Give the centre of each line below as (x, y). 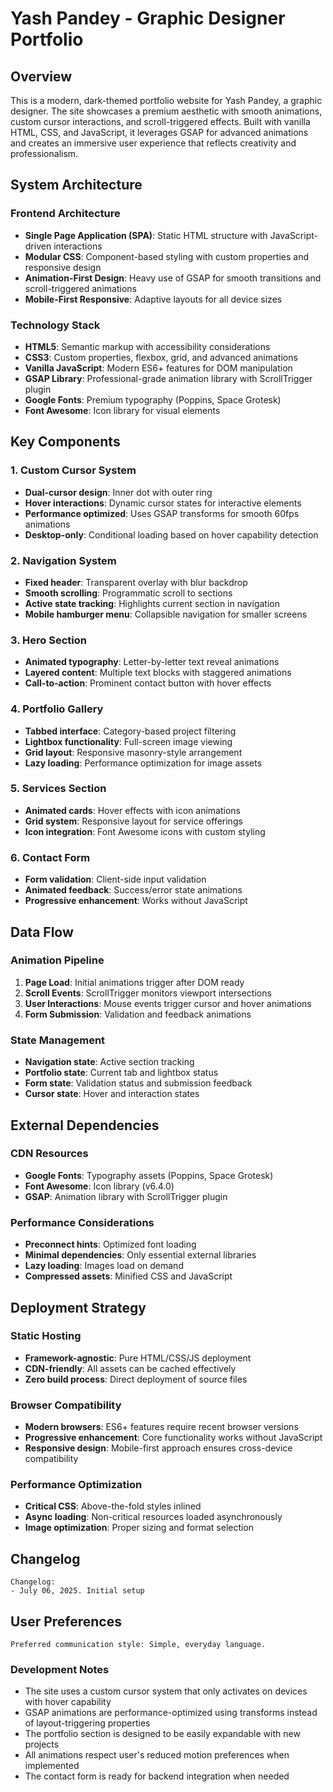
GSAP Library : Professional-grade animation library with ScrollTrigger (168, 378)
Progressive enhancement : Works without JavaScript (136, 901)
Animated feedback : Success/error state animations (133, 890)
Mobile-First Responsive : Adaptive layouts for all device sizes (153, 299)
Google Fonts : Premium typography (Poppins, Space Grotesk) (153, 399)
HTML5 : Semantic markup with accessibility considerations (147, 346)
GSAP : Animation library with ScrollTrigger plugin (126, 1196)
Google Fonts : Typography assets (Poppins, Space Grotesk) (149, 1175)
